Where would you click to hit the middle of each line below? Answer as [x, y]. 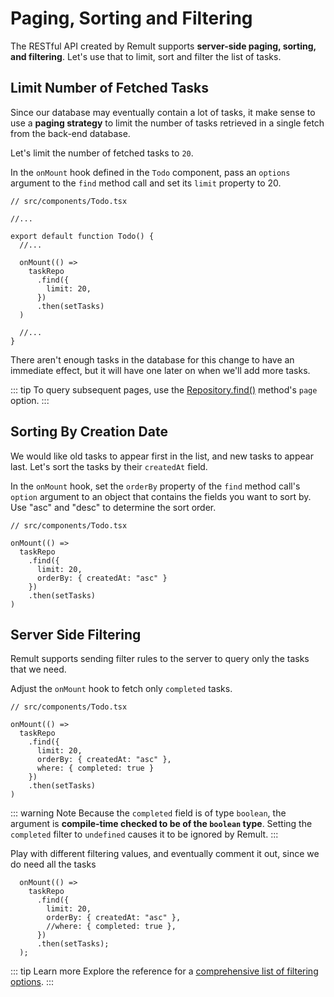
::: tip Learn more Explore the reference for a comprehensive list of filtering [164, 971]
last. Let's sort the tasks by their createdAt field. [109, 466]
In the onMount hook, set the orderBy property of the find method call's [155, 486]
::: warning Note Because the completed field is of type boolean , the [148, 813]
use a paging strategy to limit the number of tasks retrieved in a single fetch [167, 123]
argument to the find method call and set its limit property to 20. [146, 183]
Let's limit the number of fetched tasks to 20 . [102, 153]
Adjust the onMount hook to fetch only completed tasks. [121, 689]
